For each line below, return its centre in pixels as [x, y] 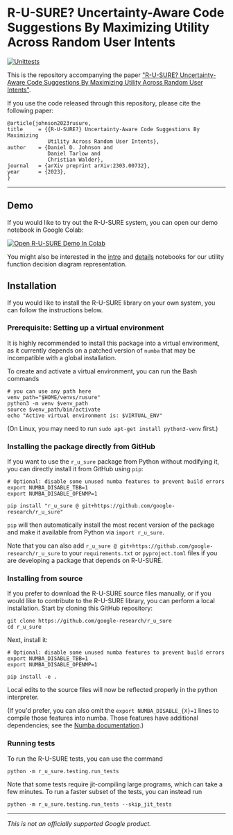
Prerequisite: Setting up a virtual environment [86, 328]
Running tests [31, 743]
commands [23, 378]
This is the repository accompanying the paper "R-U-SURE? [93, 75]
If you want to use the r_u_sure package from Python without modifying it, [113, 462]
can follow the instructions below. [55, 310]
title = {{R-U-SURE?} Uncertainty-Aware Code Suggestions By [103, 129]
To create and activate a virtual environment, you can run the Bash [102, 371]
